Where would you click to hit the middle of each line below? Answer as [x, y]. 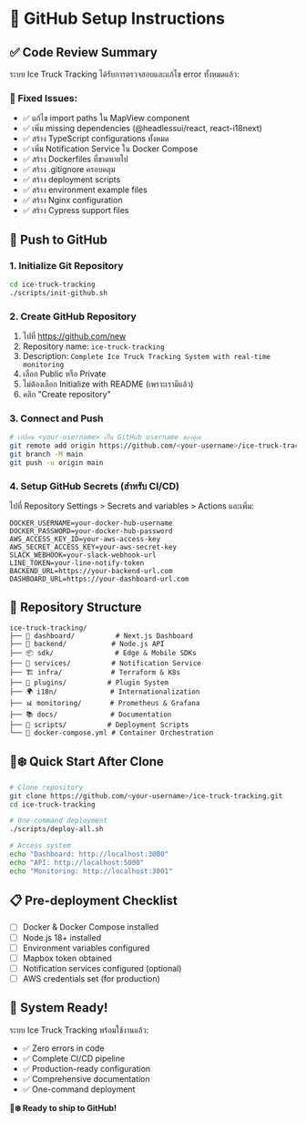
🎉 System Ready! [59, 1008]
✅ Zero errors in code [63, 1048]
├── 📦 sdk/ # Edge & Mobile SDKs [103, 653]
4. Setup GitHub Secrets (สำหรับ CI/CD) [95, 486]
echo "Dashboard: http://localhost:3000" [89, 854]
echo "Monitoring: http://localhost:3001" [91, 871]
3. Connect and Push [56, 418]
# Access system [40, 846]
